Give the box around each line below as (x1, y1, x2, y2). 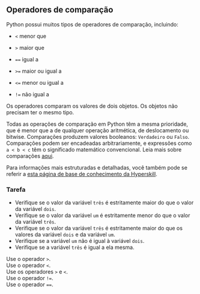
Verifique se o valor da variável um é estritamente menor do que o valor (14, 212, 190, 219)
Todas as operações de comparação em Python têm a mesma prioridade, (6, 120, 188, 127)
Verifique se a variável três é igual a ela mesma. (14, 243, 135, 251)
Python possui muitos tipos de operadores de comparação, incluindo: (6, 20, 179, 28)
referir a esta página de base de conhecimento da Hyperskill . (6, 170, 157, 177)
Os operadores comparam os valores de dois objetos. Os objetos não (6, 102, 178, 109)
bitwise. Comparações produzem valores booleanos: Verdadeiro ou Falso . (6, 133, 190, 140)
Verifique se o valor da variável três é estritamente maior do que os (14, 225, 183, 232)
